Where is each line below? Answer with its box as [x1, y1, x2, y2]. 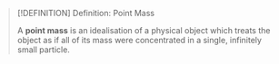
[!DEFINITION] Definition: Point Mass [16, 8, 155, 18]
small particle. [16, 44, 70, 55]
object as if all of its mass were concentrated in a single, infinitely [16, 35, 263, 45]
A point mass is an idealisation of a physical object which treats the [16, 25, 271, 35]
